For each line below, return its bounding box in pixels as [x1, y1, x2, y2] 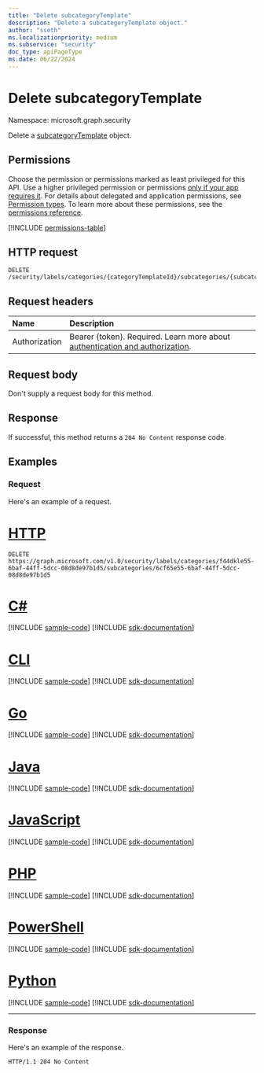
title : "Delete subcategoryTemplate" [8, 11, 132, 20]
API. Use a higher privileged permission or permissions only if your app [8, 183, 239, 192]
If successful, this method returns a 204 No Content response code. [8, 432, 226, 441]
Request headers [8, 294, 94, 308]
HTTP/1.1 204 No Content [8, 1058, 90, 1066]
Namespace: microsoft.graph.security [8, 115, 131, 124]
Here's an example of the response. [8, 1043, 124, 1053]
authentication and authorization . [69, 341, 192, 352]
